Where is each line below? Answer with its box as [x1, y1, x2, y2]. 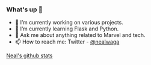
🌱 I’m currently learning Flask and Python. [14, 25, 119, 32]
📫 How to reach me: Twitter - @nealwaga [14, 38, 120, 45]
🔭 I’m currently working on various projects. [14, 19, 123, 26]
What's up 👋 [6, 5, 43, 14]
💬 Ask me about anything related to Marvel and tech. [14, 32, 146, 39]
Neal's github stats [6, 52, 53, 59]
